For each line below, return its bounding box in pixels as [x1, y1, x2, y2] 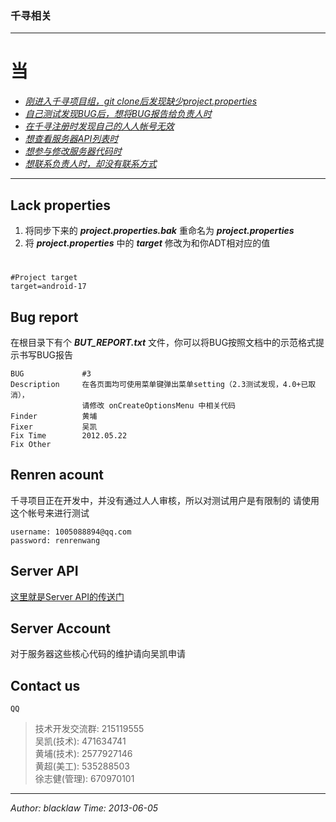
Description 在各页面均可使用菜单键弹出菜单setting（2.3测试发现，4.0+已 [10, 380, 309, 390]
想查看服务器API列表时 [24, 133, 119, 145]
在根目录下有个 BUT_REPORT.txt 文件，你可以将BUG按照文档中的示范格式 [10, 337, 317, 349]
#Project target [10, 273, 78, 283]
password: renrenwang [10, 535, 101, 546]
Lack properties [10, 197, 112, 214]
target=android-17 [10, 282, 87, 292]
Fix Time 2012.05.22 [10, 431, 128, 441]
